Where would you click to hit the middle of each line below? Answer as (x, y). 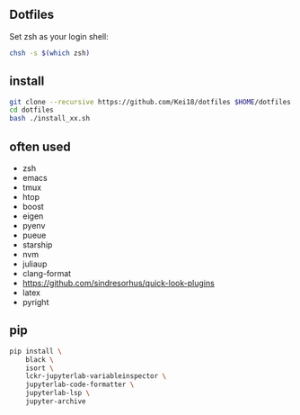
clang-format (47, 273)
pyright (35, 302)
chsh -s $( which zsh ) (50, 53)
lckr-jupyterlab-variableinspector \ (96, 376)
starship (37, 244)
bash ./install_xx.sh (50, 119)
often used (40, 146)
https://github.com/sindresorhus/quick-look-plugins (119, 283)
